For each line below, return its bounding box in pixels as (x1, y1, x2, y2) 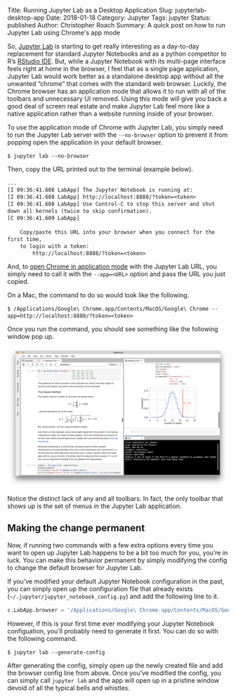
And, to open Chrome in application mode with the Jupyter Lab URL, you (7, 262, 218, 271)
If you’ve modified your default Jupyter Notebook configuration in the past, (7, 577, 225, 586)
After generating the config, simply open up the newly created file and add (7, 661, 223, 669)
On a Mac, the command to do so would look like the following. (7, 291, 190, 299)
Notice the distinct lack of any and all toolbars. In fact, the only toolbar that (7, 494, 223, 502)
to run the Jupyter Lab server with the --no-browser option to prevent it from (7, 130, 228, 139)
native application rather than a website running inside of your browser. (7, 109, 214, 118)
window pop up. (7, 333, 54, 340)
